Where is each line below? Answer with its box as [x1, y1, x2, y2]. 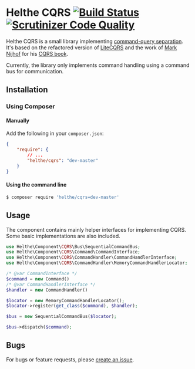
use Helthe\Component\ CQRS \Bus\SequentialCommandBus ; [6, 243, 141, 249]
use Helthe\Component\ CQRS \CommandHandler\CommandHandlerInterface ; [6, 255, 177, 260]
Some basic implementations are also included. [6, 232, 120, 239]
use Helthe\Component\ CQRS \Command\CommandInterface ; [6, 249, 141, 255]
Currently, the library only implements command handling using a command [6, 62, 190, 69]
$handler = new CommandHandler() [6, 287, 88, 293]
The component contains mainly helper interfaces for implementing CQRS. [6, 226, 186, 233]
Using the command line [6, 181, 67, 188]
